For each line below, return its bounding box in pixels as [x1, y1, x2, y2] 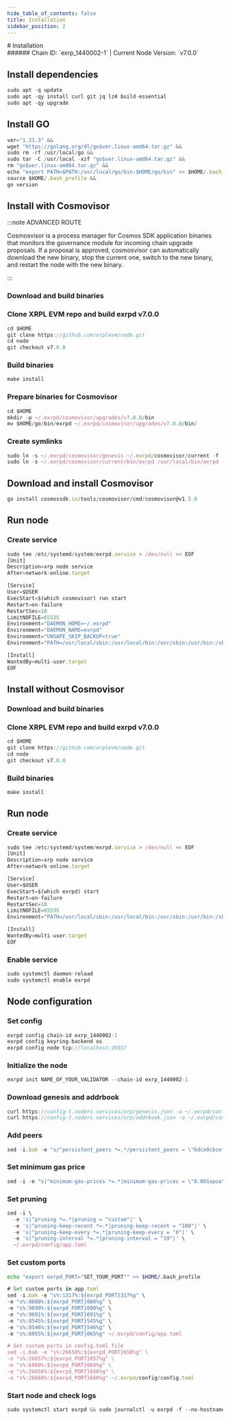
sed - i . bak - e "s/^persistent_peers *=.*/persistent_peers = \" [7, 1146, 194, 1153]
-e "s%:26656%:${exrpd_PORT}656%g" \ [7, 1368, 115, 1375]
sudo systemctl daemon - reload [7, 971, 94, 977]
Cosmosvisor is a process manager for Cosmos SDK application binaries [7, 232, 212, 240]
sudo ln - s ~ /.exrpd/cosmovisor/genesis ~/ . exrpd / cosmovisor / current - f [7, 452, 219, 459]
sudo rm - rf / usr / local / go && [7, 149, 94, 156]
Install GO [7, 119, 50, 130]
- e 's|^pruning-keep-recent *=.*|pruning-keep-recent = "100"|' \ [13, 1222, 207, 1230]
